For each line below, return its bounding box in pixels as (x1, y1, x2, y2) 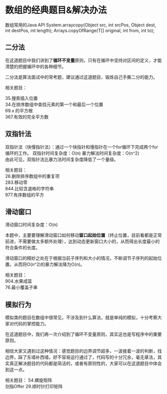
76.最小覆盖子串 (5, 284, 38, 291)
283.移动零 (5, 179, 28, 185)
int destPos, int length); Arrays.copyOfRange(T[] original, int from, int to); (5, 27, 155, 33)
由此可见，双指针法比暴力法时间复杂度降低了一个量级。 (5, 156, 118, 162)
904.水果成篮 (5, 278, 32, 284)
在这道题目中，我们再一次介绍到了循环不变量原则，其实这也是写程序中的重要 (5, 331, 162, 337)
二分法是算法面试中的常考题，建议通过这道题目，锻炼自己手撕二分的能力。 (5, 74, 158, 80)
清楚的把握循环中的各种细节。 (5, 63, 66, 70)
